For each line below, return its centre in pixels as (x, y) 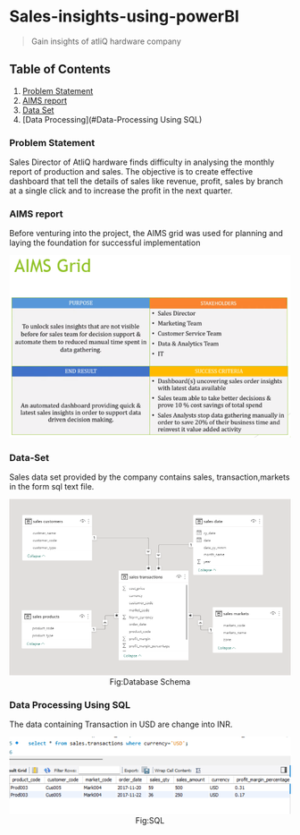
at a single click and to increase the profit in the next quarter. (121, 191)
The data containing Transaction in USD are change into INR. (121, 724)
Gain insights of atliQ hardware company (106, 41)
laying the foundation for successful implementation (105, 243)
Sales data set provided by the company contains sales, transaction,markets (150, 477)
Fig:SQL (150, 821)
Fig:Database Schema (150, 681)
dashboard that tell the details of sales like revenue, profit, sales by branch (146, 182)
